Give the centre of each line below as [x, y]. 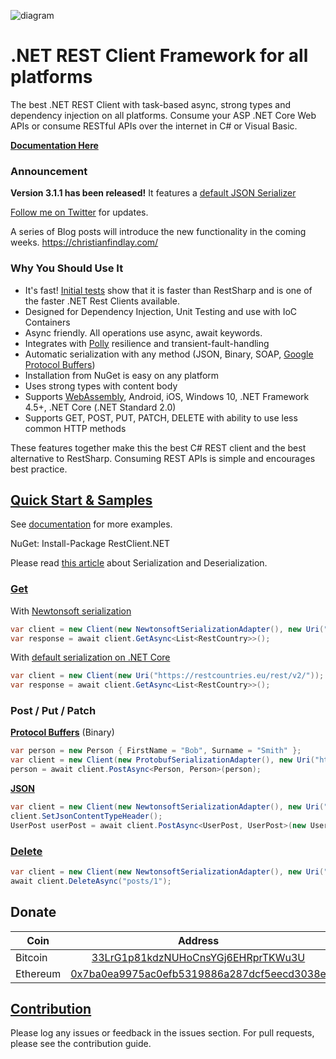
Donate [33, 912]
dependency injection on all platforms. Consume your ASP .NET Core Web [163, 115]
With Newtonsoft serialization [71, 611]
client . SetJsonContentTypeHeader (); [86, 816]
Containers [47, 322]
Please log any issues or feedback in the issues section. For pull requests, [162, 1033]
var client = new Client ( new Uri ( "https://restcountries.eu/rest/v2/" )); [167, 676]
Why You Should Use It [67, 268]
